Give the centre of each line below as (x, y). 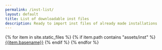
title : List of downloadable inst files (47, 19)
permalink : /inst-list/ (30, 10)
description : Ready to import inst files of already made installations (81, 23)
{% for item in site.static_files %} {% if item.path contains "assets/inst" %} (81, 37)
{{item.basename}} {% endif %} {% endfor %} (52, 43)
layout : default (22, 14)
